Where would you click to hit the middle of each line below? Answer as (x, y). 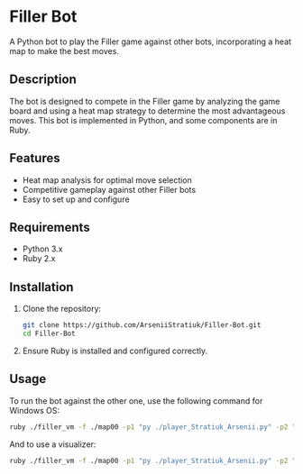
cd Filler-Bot (49, 334)
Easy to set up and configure (76, 199)
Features (35, 158)
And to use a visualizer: (53, 444)
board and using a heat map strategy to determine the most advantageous (147, 111)
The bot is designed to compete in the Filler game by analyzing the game (145, 101)
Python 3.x (42, 249)
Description (43, 80)
